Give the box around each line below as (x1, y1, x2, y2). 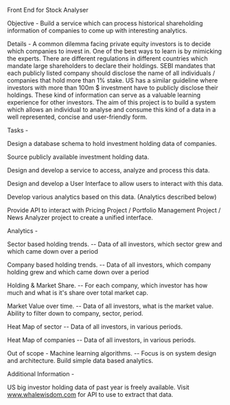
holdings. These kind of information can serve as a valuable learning (7, 91, 201, 99)
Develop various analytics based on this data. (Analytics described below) (7, 193, 217, 201)
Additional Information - (7, 370, 74, 377)
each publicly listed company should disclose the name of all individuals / (7, 69, 215, 77)
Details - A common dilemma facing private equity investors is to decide (7, 40, 211, 47)
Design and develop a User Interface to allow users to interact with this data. (7, 179, 224, 188)
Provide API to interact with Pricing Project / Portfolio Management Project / (7, 206, 221, 214)
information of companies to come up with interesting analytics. (7, 27, 187, 34)
